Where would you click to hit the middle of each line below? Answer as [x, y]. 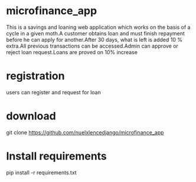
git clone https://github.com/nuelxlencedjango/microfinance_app [85, 132]
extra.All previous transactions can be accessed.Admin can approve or [92, 46]
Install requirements [57, 156]
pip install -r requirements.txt [41, 173]
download [31, 116]
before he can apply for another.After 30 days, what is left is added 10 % [94, 39]
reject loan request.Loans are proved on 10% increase [72, 52]
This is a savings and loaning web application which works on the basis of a [98, 27]
